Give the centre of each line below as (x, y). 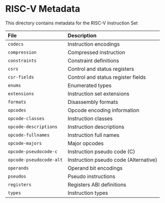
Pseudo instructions (91, 176)
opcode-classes (26, 118)
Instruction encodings (94, 44)
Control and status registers (101, 69)
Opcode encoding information (103, 110)
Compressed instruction (97, 52)
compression (22, 52)
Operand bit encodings (95, 168)
